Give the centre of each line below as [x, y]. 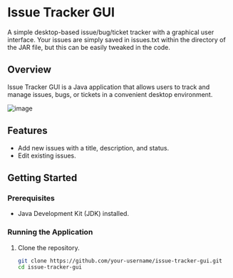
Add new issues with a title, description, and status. [93, 148]
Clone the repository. [48, 247]
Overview [30, 69]
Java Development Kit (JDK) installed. [73, 214]
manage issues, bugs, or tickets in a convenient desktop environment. [110, 94]
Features [27, 131]
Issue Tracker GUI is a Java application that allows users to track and [109, 87]
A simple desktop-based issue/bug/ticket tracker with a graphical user [111, 32]
